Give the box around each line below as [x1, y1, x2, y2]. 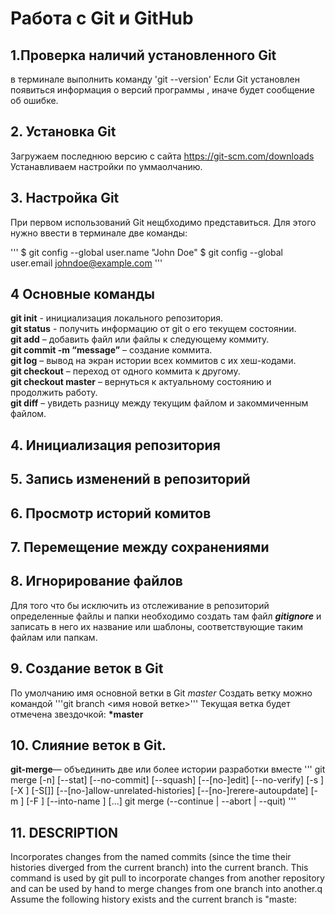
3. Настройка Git [10, 190, 120, 207]
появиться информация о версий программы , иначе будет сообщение [10, 84, 315, 96]
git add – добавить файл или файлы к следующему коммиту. [10, 333, 270, 346]
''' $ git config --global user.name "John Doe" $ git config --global [10, 246, 283, 258]
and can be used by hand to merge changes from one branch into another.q [10, 883, 323, 895]
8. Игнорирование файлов [10, 573, 183, 590]
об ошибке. [10, 95, 59, 106]
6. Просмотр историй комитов [10, 505, 212, 522]
